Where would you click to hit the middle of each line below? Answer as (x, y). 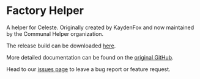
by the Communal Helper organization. (55, 33)
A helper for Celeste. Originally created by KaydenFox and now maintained (100, 27)
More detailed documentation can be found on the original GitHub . (90, 57)
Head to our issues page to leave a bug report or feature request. (88, 69)
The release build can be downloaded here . (61, 46)
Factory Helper (45, 11)
